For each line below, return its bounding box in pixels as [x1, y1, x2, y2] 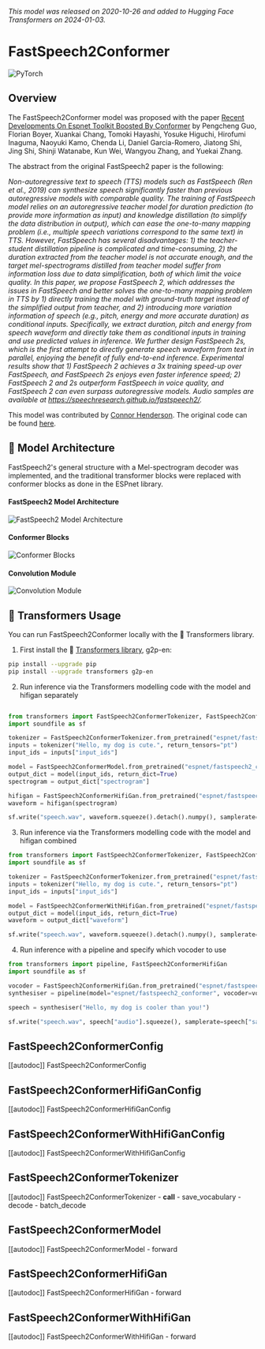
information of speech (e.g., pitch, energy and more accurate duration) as [8, 311, 250, 320]
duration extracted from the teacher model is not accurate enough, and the [8, 252, 254, 261]
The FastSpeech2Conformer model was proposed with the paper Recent [8, 112, 244, 122]
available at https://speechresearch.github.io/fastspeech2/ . [8, 395, 203, 404]
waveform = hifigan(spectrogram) [8, 799, 118, 808]
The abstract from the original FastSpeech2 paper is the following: [8, 161, 224, 170]
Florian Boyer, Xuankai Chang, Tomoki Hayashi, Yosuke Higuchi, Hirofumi [8, 129, 246, 139]
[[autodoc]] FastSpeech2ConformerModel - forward [8, 1244, 178, 1253]
